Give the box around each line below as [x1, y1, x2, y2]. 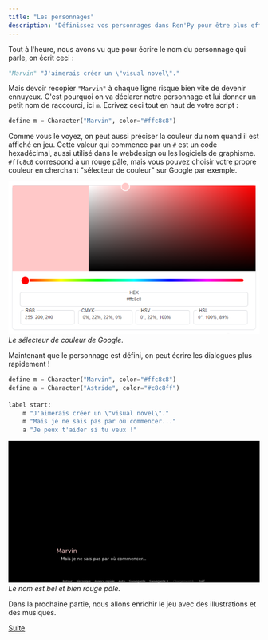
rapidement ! [8, 360, 50, 369]
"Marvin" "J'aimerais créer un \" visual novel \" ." [8, 69, 180, 78]
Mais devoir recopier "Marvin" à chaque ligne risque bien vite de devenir [8, 84, 246, 93]
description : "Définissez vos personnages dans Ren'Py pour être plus [8, 21, 248, 30]
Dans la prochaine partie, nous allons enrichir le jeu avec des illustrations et [8, 599, 257, 609]
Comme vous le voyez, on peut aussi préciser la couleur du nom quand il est [8, 132, 259, 141]
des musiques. [8, 607, 57, 617]
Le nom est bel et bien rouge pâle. [8, 583, 121, 593]
